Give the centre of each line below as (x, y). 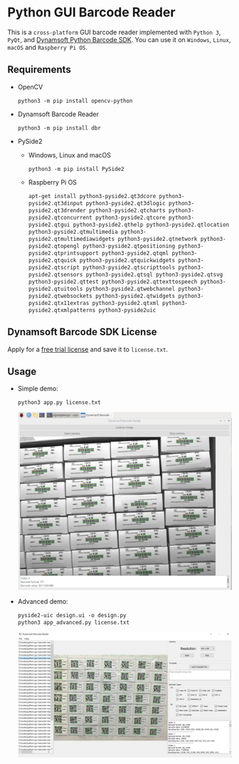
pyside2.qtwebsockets (60, 296)
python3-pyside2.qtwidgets (135, 296)
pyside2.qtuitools (55, 289)
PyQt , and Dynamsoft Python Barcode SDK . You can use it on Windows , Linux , (119, 39)
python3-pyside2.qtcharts (127, 210)
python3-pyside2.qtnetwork (158, 239)
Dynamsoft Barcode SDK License (82, 332)
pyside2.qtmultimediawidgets (71, 239)
